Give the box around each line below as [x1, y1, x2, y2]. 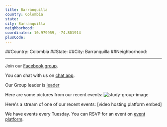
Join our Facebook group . [5, 63, 58, 68]
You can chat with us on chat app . [5, 72, 75, 78]
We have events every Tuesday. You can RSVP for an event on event [5, 111, 146, 117]
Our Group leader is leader [5, 82, 60, 88]
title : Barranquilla [5, 7, 48, 12]
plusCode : [5, 35, 26, 40]
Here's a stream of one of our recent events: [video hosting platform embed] [5, 101, 162, 107]
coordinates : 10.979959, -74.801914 [5, 30, 81, 35]
